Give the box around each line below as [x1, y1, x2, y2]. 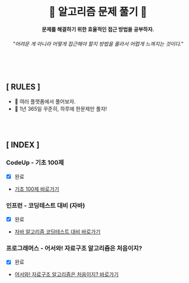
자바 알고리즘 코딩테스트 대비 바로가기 [14, 228, 101, 235]
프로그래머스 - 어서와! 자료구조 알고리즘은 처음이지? [6, 244, 142, 252]
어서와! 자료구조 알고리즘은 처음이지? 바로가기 [14, 271, 119, 278]
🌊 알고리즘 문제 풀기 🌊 [48, 5, 148, 19]
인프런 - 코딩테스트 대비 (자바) [6, 201, 86, 209]
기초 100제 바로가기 [14, 185, 60, 193]
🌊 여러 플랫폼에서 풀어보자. [14, 97, 76, 105]
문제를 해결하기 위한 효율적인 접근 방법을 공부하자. [41, 26, 155, 33]
